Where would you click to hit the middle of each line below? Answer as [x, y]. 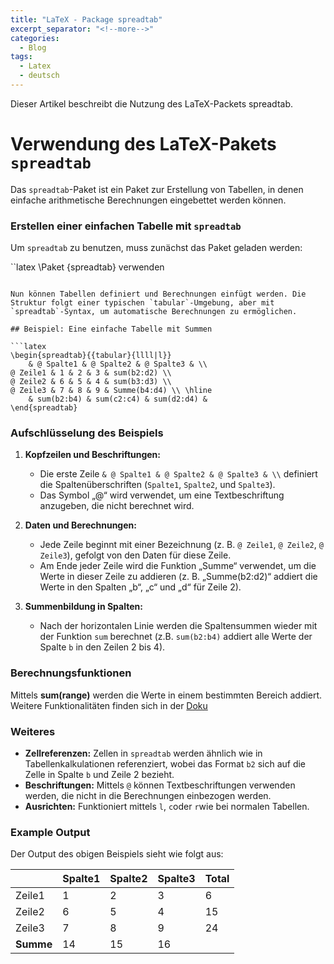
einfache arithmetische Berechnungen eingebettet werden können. [148, 200]
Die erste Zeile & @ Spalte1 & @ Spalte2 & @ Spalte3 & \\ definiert [178, 474]
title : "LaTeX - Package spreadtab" [86, 19]
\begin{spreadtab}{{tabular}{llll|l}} [91, 356]
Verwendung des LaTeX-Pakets [143, 144]
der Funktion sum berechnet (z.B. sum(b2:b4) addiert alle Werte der [176, 637]
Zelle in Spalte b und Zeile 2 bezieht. [99, 774]
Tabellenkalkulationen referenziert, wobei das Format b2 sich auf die [165, 764]
